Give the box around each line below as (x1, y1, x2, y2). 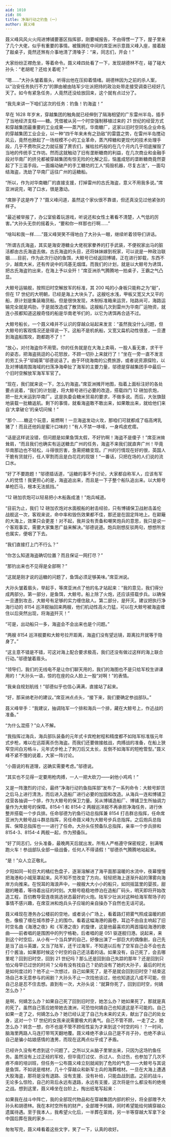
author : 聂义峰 (5, 21, 35, 27)
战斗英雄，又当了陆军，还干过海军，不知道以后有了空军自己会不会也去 (18, 943, 166, 949)
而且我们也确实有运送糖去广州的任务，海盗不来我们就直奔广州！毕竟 (20, 441, 164, 447)
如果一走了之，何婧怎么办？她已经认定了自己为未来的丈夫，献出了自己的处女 (5, 1011, 166, 1017)
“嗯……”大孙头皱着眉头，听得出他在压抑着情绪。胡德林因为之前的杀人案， (5, 77, 159, 83)
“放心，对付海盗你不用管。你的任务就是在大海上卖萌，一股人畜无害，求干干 (5, 345, 164, 351)
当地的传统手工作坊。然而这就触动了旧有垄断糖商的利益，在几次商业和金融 (5, 150, 161, 156)
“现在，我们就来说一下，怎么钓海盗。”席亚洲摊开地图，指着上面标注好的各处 (5, 381, 163, 387)
